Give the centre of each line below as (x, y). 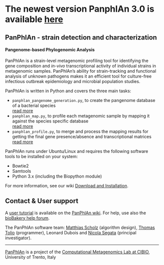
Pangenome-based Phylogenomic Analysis (50, 50)
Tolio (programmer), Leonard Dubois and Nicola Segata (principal (71, 232)
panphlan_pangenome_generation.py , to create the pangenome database (84, 100)
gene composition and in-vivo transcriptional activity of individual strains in (81, 66)
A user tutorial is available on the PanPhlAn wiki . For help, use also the (76, 213)
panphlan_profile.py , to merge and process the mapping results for (80, 131)
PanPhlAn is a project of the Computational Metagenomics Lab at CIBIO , (78, 252)
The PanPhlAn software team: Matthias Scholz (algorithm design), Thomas (80, 227)
